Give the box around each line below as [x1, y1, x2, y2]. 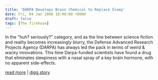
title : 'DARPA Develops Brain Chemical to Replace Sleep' [5, 7, 125, 12]
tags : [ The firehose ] [5, 20, 49, 26]
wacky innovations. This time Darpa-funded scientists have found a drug [5, 50, 152, 56]
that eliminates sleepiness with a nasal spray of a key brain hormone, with [5, 55, 154, 61]
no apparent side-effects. [5, 60, 57, 66]
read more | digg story [5, 69, 50, 76]
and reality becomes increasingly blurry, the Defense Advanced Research [5, 40, 154, 45]
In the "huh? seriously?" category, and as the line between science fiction [5, 34, 153, 40]
